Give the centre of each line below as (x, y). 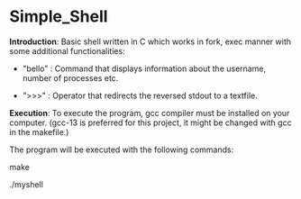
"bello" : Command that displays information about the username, (144, 68)
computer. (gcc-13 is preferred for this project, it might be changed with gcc (150, 122)
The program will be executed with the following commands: (122, 149)
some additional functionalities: (67, 50)
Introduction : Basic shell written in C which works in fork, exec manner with (150, 41)
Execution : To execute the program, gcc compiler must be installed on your (150, 113)
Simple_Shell (59, 17)
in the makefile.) (39, 131)
